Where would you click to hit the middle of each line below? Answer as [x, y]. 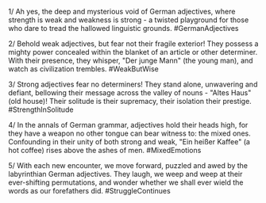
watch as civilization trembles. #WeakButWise [83, 69]
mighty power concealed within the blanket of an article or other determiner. [133, 52]
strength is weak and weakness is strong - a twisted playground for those [129, 20]
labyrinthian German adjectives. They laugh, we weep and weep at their [125, 174]
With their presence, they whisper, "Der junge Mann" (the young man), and [131, 60]
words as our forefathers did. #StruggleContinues [89, 191]
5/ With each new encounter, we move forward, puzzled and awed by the [128, 165]
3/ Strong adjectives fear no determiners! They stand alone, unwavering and [133, 84]
